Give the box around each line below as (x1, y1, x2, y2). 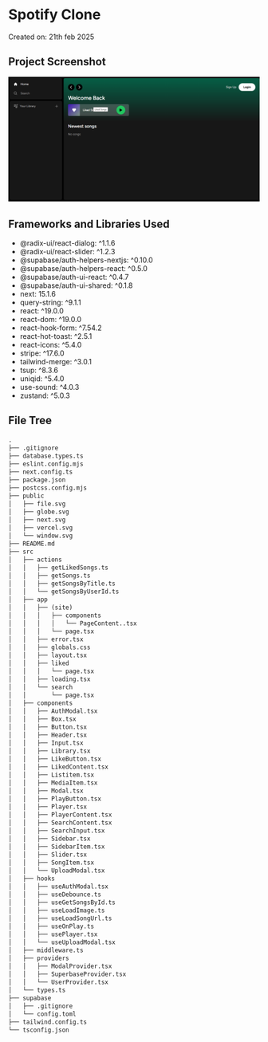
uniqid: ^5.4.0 (19, 374, 65, 383)
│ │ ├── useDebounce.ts (8, 891, 102, 898)
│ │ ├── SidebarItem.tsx (8, 843, 105, 851)
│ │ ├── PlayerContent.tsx (8, 811, 112, 819)
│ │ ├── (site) (8, 604, 73, 611)
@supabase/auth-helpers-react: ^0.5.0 (19, 264, 148, 273)
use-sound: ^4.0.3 (19, 383, 80, 392)
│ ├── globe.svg (8, 508, 69, 516)
